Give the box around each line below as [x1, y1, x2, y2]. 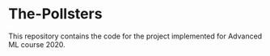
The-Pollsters [8, 5, 103, 23]
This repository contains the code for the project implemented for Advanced [8, 31, 263, 41]
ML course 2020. [8, 39, 66, 49]
